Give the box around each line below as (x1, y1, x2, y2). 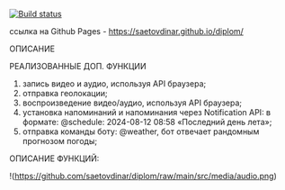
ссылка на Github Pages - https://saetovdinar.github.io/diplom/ (9, 26, 245, 36)
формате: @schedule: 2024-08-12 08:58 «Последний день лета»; (22, 117, 272, 127)
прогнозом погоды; (22, 136, 97, 146)
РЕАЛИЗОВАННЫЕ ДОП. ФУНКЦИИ (9, 61, 147, 71)
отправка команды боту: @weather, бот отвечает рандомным (22, 126, 260, 137)
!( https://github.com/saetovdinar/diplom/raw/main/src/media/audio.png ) (9, 171, 277, 181)
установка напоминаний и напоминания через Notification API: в (22, 107, 272, 117)
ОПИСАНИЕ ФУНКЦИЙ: (9, 153, 100, 164)
